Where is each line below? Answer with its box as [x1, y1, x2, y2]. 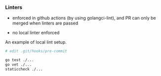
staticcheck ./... [5, 67, 43, 72]
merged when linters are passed [12, 20, 78, 26]
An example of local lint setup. [5, 39, 67, 45]
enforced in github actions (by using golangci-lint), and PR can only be [12, 15, 157, 21]
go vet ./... [5, 62, 32, 67]
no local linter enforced [12, 30, 60, 36]
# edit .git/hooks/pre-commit [5, 49, 68, 54]
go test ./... [5, 58, 35, 63]
